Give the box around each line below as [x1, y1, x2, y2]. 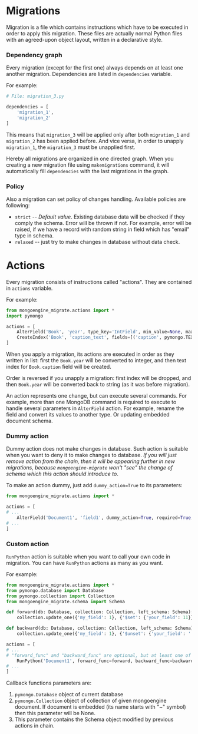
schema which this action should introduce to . [6, 470, 119, 478]
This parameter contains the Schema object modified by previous [14, 716, 174, 723]
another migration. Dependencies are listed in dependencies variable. [6, 71, 173, 78]
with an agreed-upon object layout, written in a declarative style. [6, 36, 163, 43]
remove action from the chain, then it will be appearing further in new [6, 458, 176, 465]
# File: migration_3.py [6, 93, 65, 100]
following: [6, 201, 30, 209]
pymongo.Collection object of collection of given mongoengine [14, 697, 167, 705]
